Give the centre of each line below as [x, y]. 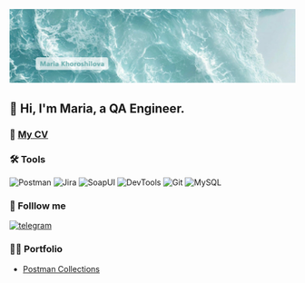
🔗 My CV [29, 134]
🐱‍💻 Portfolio [36, 249]
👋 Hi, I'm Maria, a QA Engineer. [97, 108]
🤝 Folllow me [38, 206]
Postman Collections [61, 268]
